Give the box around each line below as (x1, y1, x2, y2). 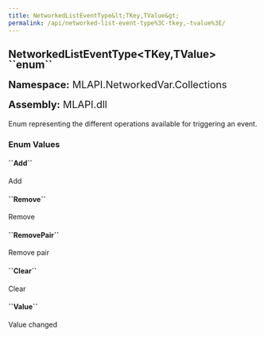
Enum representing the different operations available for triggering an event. (8, 118, 258, 128)
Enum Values (8, 138, 60, 149)
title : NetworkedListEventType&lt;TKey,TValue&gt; (8, 11, 180, 20)
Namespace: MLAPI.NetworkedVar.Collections (8, 78, 227, 91)
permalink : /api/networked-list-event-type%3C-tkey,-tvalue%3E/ (8, 19, 226, 27)
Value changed (8, 320, 58, 329)
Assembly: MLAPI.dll (8, 98, 107, 111)
